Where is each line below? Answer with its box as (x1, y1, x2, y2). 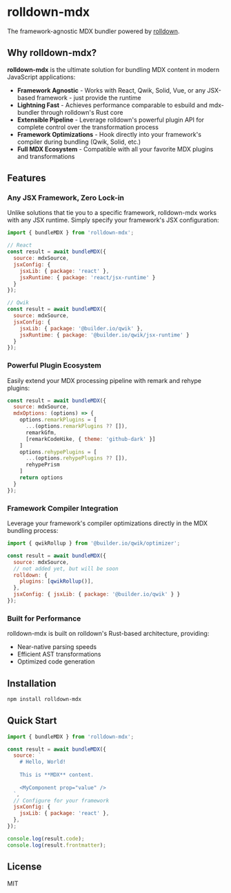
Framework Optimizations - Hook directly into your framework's (17, 130, 202, 138)
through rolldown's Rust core (41, 108, 123, 116)
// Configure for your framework (13, 797, 110, 804)
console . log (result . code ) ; (7, 835, 85, 842)
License (7, 861, 42, 873)
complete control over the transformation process (17, 122, 159, 131)
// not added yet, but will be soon (13, 565, 119, 572)
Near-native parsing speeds (17, 643, 97, 651)
